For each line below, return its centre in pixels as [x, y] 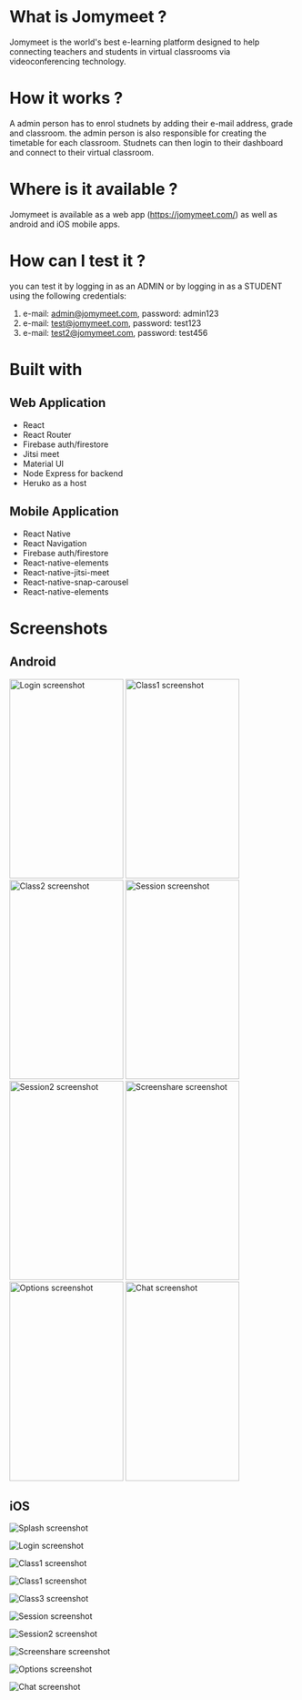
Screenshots [59, 628]
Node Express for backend [73, 473]
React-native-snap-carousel [75, 582]
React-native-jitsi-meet [66, 572]
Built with [46, 369]
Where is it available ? [94, 189]
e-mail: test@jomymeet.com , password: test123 [112, 323]
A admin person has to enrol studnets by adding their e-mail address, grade [151, 123]
